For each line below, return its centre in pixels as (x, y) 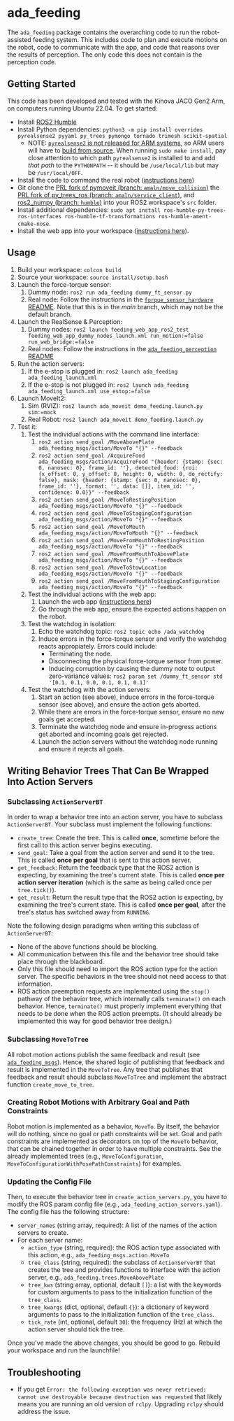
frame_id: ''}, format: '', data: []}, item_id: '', (117, 486)
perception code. (32, 62)
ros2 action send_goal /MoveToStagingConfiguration (115, 513)
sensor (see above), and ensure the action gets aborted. (119, 704)
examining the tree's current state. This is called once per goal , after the (122, 905)
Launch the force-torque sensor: (64, 284)
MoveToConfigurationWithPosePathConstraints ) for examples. (95, 1164)
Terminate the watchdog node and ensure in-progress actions (127, 726)
